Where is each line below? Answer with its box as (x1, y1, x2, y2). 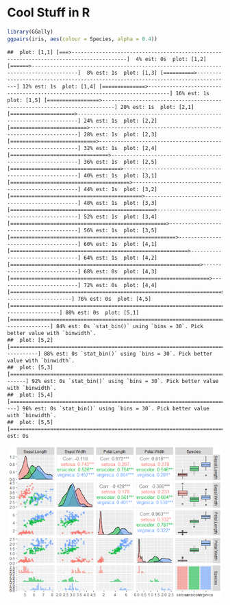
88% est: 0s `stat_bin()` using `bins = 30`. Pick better (43, 350, 213, 357)
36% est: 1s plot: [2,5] (83, 158, 157, 165)
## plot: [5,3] (7, 364, 53, 371)
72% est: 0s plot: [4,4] (83, 282, 157, 288)
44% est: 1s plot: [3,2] (83, 186, 157, 193)
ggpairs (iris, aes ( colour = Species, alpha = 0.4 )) (7, 36, 157, 42)
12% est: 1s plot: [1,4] (22, 83, 97, 90)
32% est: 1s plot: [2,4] (83, 145, 157, 151)
